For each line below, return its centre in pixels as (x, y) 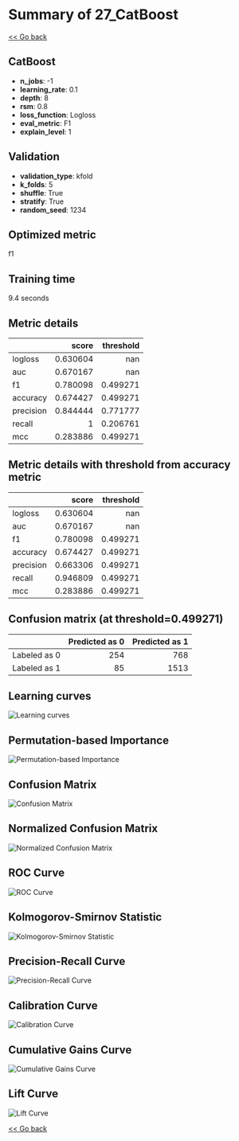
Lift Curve (33, 1094)
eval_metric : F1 (45, 123)
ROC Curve (37, 873)
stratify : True (42, 201)
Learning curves (50, 696)
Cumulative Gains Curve (70, 1050)
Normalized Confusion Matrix (83, 828)
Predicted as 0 (96, 641)
